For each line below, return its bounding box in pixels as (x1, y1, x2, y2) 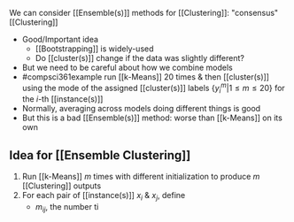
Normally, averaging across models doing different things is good (21, 103, 261, 114)
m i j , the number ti (35, 202, 99, 214)
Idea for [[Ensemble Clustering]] (9, 148, 191, 163)
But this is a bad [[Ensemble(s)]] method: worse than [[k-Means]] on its (21, 112, 283, 123)
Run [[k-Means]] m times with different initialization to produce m (21, 172, 260, 182)
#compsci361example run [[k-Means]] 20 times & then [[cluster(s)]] (21, 72, 270, 82)
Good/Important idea (21, 34, 99, 44)
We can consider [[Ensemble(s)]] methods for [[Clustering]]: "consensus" (9, 8, 279, 18)
